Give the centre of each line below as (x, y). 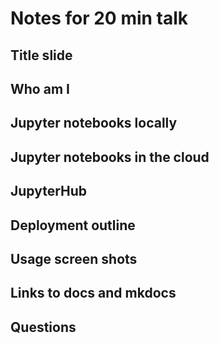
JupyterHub (49, 191)
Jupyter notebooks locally (94, 123)
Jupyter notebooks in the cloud (110, 157)
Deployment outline (73, 225)
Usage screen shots (74, 258)
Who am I (40, 88)
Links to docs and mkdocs (93, 293)
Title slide (41, 55)
